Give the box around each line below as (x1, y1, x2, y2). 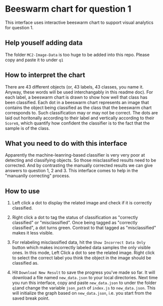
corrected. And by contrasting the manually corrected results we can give (5, 162, 153, 168)
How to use (5, 187, 40, 195)
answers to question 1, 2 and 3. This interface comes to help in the (5, 168, 138, 174)
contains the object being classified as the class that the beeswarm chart (5, 105, 152, 110)
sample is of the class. (5, 125, 50, 131)
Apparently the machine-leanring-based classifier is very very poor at (5, 152, 145, 158)
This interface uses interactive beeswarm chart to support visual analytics (5, 19, 154, 25)
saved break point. (12, 295, 50, 301)
